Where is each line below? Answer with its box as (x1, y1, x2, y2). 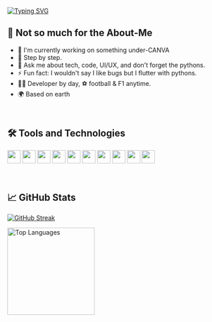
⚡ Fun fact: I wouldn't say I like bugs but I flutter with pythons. (17, 68, 197, 77)
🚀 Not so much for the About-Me (7, 27, 153, 39)
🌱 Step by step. (17, 53, 62, 61)
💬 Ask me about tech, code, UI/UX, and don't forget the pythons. (17, 61, 206, 69)
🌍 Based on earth (17, 89, 70, 98)
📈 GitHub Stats (7, 192, 76, 204)
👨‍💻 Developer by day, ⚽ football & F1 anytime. (17, 79, 151, 87)
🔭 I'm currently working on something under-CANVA (17, 46, 170, 54)
